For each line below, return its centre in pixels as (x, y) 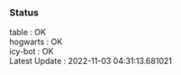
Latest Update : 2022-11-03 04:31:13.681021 (91, 61)
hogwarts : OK (36, 42)
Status (24, 13)
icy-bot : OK (32, 52)
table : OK (28, 33)
